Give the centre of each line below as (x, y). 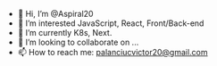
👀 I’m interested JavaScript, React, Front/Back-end (111, 23)
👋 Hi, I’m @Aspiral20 (55, 14)
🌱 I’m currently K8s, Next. (65, 33)
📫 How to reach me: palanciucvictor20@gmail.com (113, 52)
